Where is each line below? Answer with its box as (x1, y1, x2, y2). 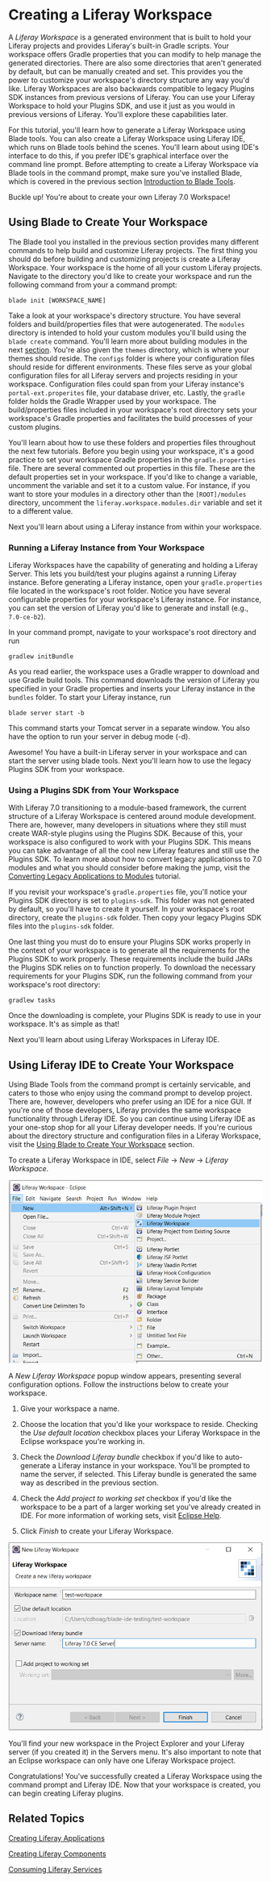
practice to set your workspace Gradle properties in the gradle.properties (8, 454, 256, 465)
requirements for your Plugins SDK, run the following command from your (8, 971, 252, 981)
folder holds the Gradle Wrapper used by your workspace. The (8, 396, 217, 406)
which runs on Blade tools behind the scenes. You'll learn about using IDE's (8, 142, 260, 152)
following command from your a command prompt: (8, 280, 177, 290)
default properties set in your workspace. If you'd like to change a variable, (8, 472, 258, 482)
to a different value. (8, 506, 73, 515)
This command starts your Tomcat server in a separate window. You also (8, 724, 250, 733)
